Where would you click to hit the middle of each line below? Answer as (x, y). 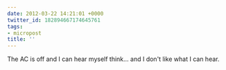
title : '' (21, 40)
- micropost (24, 33)
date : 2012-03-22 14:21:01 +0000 (55, 14)
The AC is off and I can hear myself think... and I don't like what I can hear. (113, 59)
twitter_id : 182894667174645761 (54, 20)
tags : (15, 26)
